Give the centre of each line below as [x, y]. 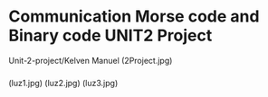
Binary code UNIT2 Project [110, 35]
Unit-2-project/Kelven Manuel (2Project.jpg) [91, 60]
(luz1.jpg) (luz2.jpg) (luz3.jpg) [63, 83]
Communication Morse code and [134, 17]
